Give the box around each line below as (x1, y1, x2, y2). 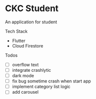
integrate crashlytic (12, 67, 51, 73)
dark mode (12, 73, 34, 79)
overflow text (12, 62, 39, 67)
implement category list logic (12, 83, 71, 90)
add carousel (12, 89, 39, 95)
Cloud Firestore (12, 43, 43, 49)
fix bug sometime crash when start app (12, 78, 91, 84)
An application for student (5, 19, 58, 25)
